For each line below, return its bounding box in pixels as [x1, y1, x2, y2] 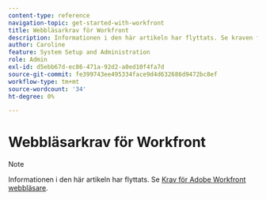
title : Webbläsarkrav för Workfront [8, 26, 129, 34]
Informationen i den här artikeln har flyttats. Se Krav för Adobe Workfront [8, 175, 246, 184]
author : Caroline [8, 41, 66, 49]
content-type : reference [8, 11, 90, 20]
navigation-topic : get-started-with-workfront [8, 19, 165, 27]
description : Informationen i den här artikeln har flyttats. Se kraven [8, 33, 253, 42]
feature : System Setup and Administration [8, 48, 150, 56]
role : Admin [8, 56, 47, 64]
